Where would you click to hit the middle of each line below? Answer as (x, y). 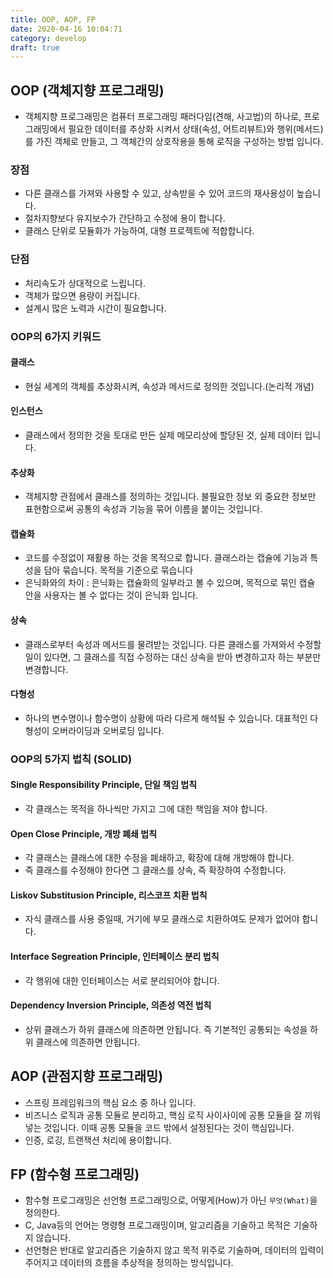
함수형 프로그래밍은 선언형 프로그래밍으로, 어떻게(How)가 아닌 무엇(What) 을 (171, 1200)
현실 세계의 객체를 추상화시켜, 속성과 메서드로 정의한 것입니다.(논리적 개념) (169, 386)
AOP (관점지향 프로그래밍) (87, 1076)
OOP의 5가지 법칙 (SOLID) (71, 759)
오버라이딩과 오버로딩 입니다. (108, 730)
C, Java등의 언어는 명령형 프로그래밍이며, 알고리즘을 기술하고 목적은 (158, 1225)
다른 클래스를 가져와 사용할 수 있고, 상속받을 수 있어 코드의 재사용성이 (159, 193)
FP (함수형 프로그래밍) (75, 1174)
